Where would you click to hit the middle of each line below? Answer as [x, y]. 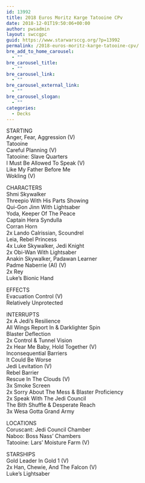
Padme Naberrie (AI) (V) [36, 265]
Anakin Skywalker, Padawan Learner [52, 259]
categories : [21, 108]
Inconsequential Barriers [37, 354]
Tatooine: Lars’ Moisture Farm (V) [48, 443]
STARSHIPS [21, 454]
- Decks [21, 114]
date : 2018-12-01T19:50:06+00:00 [48, 23]
